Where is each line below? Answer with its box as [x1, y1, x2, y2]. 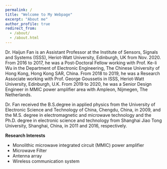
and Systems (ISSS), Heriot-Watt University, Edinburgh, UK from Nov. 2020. [5, 54, 161, 60]
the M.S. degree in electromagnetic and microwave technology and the [5, 112, 151, 118]
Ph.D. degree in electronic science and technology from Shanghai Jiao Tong [5, 117, 162, 123]
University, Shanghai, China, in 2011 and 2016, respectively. [5, 122, 127, 128]
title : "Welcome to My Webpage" [5, 12, 72, 17]
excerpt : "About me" [5, 17, 48, 22]
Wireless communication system [12, 158, 80, 164]
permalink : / [5, 7, 32, 13]
